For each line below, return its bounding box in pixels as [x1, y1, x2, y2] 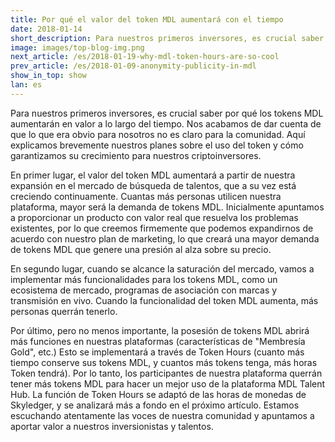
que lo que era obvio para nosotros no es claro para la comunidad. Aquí [10, 128, 306, 140]
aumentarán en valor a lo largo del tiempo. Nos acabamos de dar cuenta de [10, 117, 322, 130]
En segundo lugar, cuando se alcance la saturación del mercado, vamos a [10, 262, 315, 275]
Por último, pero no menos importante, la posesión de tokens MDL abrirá [10, 324, 310, 336]
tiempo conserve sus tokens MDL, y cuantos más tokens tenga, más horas [10, 356, 318, 368]
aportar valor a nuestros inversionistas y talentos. [10, 420, 214, 432]
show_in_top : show [10, 71, 87, 81]
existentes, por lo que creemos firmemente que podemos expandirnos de [10, 222, 314, 234]
